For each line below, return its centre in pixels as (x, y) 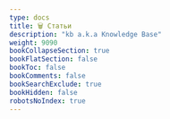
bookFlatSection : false (54, 59)
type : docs (30, 17)
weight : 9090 (34, 42)
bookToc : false (38, 68)
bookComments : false (48, 76)
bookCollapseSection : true (59, 51)
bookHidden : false (43, 92)
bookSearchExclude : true (55, 84)
